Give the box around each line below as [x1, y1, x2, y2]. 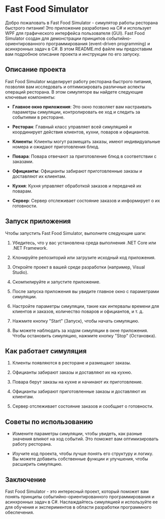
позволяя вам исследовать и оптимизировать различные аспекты [5, 84, 145, 90]
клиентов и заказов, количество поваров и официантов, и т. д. [12, 308, 144, 314]
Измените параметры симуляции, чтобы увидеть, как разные [12, 431, 142, 437]
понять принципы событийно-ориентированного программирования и [5, 494, 155, 499]
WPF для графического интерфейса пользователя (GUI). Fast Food [5, 30, 145, 36]
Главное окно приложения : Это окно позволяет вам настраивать [12, 103, 152, 109]
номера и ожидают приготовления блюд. [12, 144, 99, 150]
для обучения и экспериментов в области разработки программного [5, 504, 152, 510]
